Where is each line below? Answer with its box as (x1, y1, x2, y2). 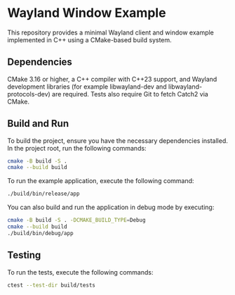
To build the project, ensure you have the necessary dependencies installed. (7, 136, 228, 145)
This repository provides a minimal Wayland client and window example (7, 28, 214, 37)
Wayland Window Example (7, 5, 166, 21)
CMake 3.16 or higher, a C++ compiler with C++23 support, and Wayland (7, 75, 217, 83)
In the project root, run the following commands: (7, 144, 147, 152)
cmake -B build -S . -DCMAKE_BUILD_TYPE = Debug (7, 217, 146, 224)
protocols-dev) (7, 89, 51, 98)
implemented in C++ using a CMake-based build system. (7, 35, 172, 44)
